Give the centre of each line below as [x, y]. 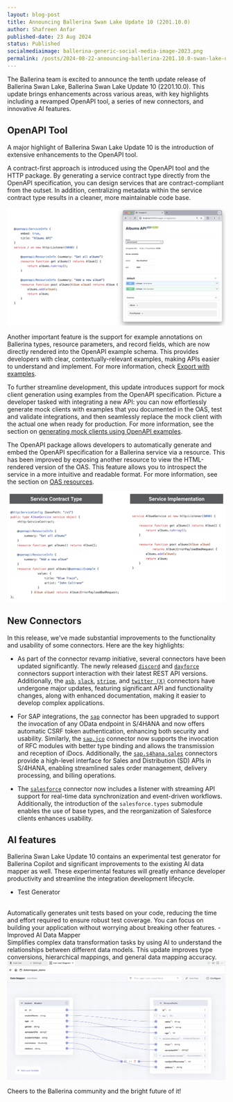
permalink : [23, 59]
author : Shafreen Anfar [42, 29]
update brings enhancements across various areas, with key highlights [108, 94]
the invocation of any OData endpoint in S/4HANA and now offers [111, 723]
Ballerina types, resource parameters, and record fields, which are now [109, 344]
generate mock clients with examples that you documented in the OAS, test [115, 409]
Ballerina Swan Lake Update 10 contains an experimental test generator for [114, 856]
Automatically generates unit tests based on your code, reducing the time [112, 913]
